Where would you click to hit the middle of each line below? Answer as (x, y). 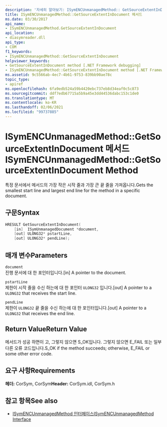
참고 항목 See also (32, 401)
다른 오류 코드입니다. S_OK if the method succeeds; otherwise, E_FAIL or (78, 348)
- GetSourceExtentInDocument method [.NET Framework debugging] (73, 65)
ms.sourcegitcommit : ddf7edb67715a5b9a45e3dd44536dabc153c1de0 (72, 93)
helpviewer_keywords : (28, 61)
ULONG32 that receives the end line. (40, 313)
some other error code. (29, 354)
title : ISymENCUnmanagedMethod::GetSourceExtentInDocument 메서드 (74, 14)
